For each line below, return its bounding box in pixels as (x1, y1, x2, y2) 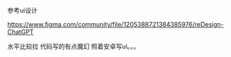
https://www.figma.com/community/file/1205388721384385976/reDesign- (7, 20, 224, 28)
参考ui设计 (7, 6, 37, 14)
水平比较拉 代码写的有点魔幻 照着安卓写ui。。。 (7, 42, 140, 51)
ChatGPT (7, 27, 34, 36)
